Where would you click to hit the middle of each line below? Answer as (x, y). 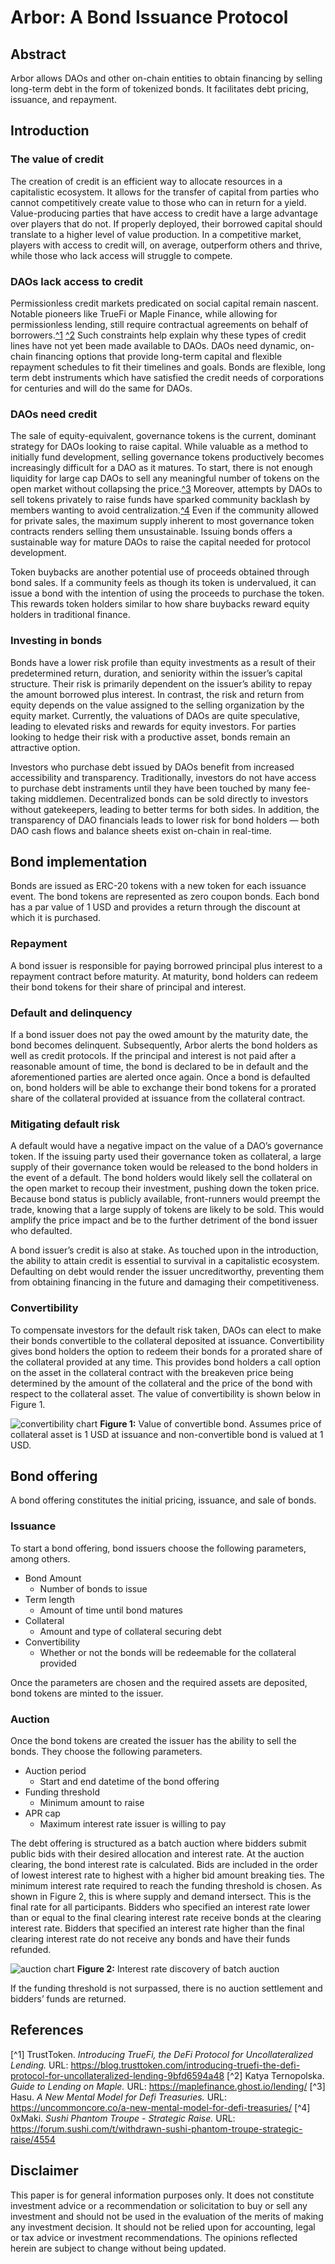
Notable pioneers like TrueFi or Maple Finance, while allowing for (144, 313)
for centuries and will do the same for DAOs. (101, 388)
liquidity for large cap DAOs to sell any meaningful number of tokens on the (165, 478)
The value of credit (57, 159)
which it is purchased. (56, 918)
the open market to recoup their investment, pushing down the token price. (165, 1188)
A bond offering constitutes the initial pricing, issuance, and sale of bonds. (163, 1500)
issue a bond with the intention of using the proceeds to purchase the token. (167, 593)
